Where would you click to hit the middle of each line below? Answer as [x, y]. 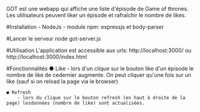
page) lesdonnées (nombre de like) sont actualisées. [76, 103]
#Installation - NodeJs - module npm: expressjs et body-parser [85, 27]
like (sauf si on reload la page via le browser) [62, 81]
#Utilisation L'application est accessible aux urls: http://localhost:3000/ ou [99, 50]
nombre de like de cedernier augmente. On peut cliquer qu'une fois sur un [99, 75]
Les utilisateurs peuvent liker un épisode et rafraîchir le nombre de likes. [96, 15]
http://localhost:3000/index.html [47, 57]
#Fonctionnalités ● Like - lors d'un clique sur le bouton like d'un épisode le [100, 68]
